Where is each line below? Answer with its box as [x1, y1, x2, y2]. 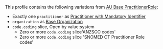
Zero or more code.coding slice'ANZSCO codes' [19, 29, 116, 34]
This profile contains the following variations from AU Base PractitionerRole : [5, 4, 158, 10]
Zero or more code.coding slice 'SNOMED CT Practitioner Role [19, 34, 145, 40]
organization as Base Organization [12, 19, 83, 24]
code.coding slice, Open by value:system [12, 24, 94, 30]
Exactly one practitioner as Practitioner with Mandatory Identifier [12, 14, 146, 19]
